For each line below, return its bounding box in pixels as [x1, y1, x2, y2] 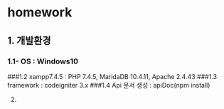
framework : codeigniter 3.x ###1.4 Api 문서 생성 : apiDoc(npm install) [7, 81, 210, 89]
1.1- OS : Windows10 [7, 56, 79, 66]
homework [7, 4, 73, 21]
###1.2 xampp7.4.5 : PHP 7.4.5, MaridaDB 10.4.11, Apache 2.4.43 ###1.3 [7, 72, 218, 81]
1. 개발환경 [7, 34, 51, 46]
